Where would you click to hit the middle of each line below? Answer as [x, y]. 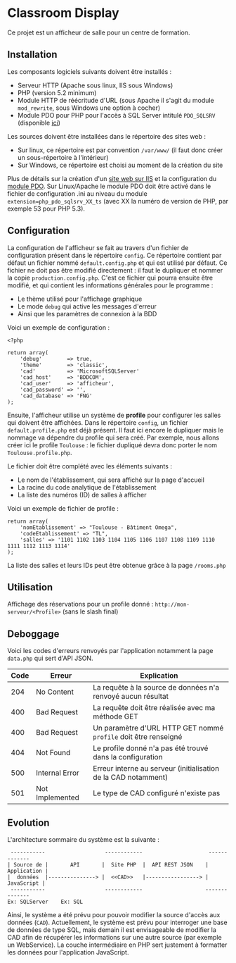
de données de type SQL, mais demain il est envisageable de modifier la [112, 930]
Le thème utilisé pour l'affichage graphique [80, 299]
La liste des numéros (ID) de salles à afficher [82, 495]
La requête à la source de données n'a [156, 688]
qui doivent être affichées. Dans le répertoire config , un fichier [98, 422]
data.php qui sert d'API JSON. [50, 658]
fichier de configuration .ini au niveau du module [77, 193]
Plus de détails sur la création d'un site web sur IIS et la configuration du [112, 178]
